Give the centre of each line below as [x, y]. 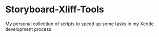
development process [28, 29]
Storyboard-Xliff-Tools [55, 10]
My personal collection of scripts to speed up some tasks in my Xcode [79, 24]
